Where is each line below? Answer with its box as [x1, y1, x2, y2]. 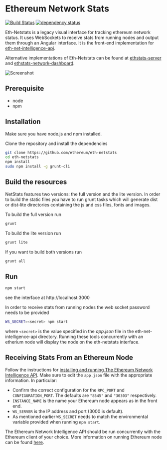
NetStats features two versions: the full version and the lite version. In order [5, 191, 161, 197]
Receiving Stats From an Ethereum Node [5, 353, 133, 362]
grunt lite [5, 239, 28, 245]
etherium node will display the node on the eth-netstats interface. [5, 339, 140, 345]
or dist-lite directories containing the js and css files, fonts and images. [5, 201, 151, 207]
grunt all [5, 258, 26, 263]
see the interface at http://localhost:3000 [5, 294, 90, 300]
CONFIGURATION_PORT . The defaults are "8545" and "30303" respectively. [12, 392, 157, 398]
